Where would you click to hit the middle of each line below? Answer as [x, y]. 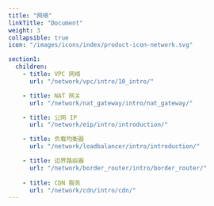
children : [31, 67]
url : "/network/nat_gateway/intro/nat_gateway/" [111, 103]
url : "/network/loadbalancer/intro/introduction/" [115, 147]
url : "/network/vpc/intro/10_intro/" [92, 81]
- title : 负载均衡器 [53, 139]
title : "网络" [31, 15]
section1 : [25, 59]
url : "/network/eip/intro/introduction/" [99, 125]
